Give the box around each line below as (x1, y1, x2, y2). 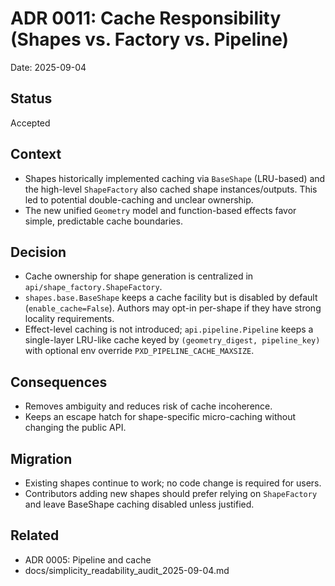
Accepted (10, 117, 51, 129)
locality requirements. (24, 313, 115, 325)
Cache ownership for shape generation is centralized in (24, 270, 254, 282)
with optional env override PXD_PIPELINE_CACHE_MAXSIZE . (24, 345, 255, 357)
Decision (10, 243, 67, 261)
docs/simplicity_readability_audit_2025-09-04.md (24, 564, 230, 576)
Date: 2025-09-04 (10, 61, 87, 73)
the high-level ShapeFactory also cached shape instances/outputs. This (24, 183, 318, 195)
